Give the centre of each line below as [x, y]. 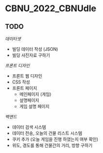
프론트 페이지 [25, 88]
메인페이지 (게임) [35, 94]
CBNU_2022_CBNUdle [51, 9]
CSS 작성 [21, 82]
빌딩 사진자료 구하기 [31, 55]
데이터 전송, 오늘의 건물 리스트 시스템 [47, 133]
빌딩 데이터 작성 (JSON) [35, 49]
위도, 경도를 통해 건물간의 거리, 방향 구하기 [52, 145]
